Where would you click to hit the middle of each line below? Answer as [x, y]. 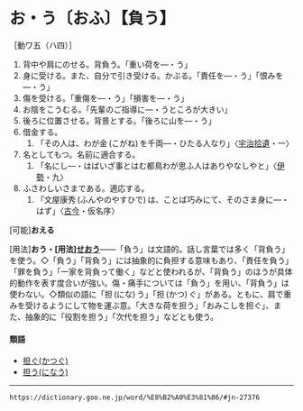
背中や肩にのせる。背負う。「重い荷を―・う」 [107, 64]
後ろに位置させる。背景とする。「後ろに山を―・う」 [119, 120]
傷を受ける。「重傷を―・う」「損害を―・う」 [106, 98]
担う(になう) [46, 372]
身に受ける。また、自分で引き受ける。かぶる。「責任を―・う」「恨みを [153, 75]
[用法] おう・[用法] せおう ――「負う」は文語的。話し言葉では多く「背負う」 [150, 249]
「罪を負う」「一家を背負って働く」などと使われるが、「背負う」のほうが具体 [151, 271]
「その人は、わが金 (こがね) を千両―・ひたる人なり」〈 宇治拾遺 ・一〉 [165, 143]
